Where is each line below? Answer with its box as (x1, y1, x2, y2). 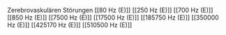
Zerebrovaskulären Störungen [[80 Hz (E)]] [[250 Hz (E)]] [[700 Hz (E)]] (7, 6, 213, 14)
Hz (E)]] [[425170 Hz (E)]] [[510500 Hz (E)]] (7, 21, 133, 29)
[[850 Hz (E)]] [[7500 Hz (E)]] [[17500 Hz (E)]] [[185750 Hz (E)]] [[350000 (7, 13, 220, 22)
